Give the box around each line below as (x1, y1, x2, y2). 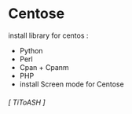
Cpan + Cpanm (19, 62, 69, 72)
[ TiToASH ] (8, 97, 46, 107)
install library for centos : (8, 31, 89, 40)
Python (19, 46, 43, 55)
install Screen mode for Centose (19, 79, 124, 89)
